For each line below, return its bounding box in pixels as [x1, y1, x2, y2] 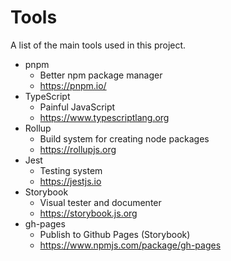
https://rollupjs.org [39, 143, 117, 155]
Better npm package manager [39, 69, 163, 81]
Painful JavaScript [39, 101, 116, 113]
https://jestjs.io [39, 175, 102, 187]
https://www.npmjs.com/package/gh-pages [39, 239, 222, 251]
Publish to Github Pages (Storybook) [39, 228, 191, 240]
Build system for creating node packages [39, 132, 210, 145]
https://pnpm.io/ [39, 79, 107, 91]
